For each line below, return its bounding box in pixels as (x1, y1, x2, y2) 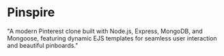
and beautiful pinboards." (7, 41, 79, 49)
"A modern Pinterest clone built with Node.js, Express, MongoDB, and (7, 27, 203, 35)
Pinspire (7, 5, 55, 20)
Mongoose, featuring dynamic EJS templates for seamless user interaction (7, 34, 217, 42)
